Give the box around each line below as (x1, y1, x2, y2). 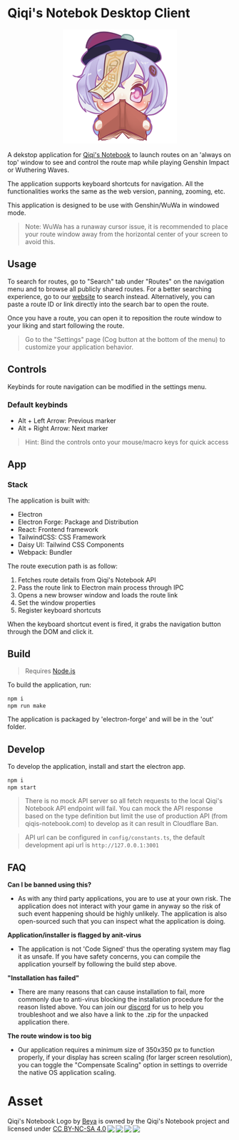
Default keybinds (7, 400, 68, 410)
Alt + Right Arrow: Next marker (17, 423, 108, 433)
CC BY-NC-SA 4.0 (52, 1124, 107, 1133)
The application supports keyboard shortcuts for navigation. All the (7, 179, 205, 188)
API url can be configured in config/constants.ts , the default (24, 833, 205, 842)
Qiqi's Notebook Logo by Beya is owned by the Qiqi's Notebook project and (7, 1116, 230, 1125)
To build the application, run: (7, 680, 91, 690)
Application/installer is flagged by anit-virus (7, 930, 141, 939)
